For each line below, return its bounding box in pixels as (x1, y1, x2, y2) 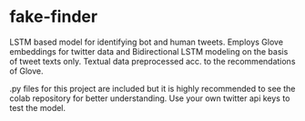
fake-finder (9, 6, 98, 27)
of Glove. (9, 66, 44, 76)
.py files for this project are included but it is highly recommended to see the (9, 83, 296, 94)
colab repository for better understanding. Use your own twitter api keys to (9, 93, 290, 104)
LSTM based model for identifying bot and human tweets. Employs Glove (9, 36, 284, 47)
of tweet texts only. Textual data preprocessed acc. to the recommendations (9, 55, 296, 66)
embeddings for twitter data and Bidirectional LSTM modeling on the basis (9, 45, 289, 56)
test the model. (9, 102, 66, 113)
